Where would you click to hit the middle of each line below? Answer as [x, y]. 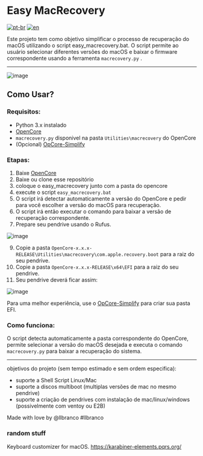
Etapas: [18, 159]
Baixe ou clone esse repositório [55, 179]
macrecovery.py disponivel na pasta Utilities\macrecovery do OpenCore [106, 138]
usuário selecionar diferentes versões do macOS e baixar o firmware [92, 51]
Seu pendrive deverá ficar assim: [57, 280]
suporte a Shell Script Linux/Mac [56, 381]
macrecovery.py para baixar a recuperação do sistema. [74, 352]
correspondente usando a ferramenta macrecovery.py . [74, 58]
